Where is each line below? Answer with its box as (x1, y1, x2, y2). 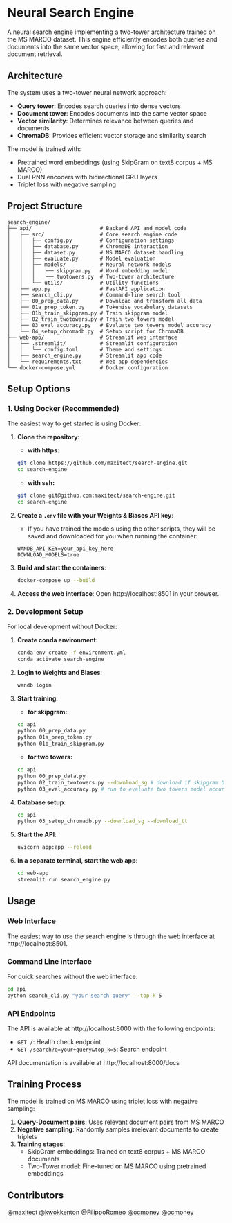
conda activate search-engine (17, 656, 105, 662)
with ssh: (27, 479, 55, 486)
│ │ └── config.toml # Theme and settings (7, 346, 162, 353)
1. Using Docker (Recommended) (7, 403, 119, 413)
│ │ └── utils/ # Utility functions (7, 279, 159, 286)
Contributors (7, 1190, 64, 1202)
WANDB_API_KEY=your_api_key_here (17, 545, 114, 552)
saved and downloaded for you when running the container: (27, 531, 198, 540)
